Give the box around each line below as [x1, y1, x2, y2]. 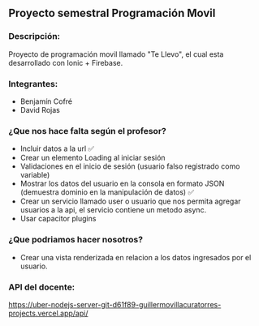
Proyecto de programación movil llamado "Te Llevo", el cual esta [8, 49, 224, 59]
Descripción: [8, 31, 61, 42]
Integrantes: [8, 78, 58, 89]
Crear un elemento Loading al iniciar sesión [19, 153, 166, 163]
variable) [19, 170, 50, 180]
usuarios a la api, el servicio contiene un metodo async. [19, 205, 207, 215]
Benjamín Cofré [19, 97, 73, 106]
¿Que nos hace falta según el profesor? [8, 125, 166, 136]
